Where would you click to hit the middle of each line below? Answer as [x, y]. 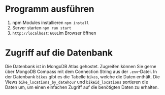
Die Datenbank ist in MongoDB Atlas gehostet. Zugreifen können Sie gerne [81, 66]
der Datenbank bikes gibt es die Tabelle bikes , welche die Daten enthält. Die [82, 76]
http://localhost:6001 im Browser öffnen [54, 33]
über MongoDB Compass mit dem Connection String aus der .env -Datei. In [81, 71]
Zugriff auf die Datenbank [59, 53]
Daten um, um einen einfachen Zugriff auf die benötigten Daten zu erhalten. [82, 87]
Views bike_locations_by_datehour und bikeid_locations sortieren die [77, 82]
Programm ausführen [50, 9]
